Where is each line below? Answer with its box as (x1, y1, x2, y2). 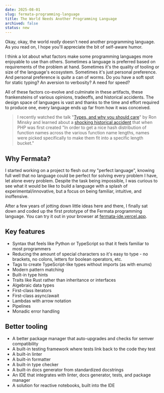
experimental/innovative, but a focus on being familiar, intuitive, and (5, 188, 142, 194)
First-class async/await (12, 293, 60, 298)
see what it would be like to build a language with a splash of (5, 183, 128, 189)
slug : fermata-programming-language (5, 12, 80, 17)
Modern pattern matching (12, 267, 64, 272)
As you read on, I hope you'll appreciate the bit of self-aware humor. (5, 44, 143, 50)
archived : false (5, 21, 38, 26)
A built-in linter (12, 351, 43, 357)
